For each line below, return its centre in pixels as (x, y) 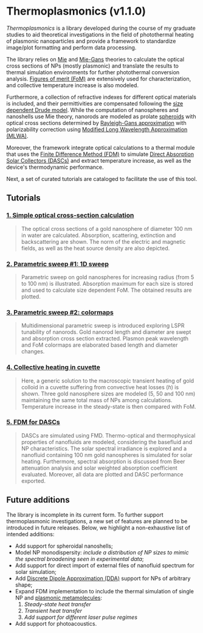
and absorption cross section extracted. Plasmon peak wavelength (105, 339)
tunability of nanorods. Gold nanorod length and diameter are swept (106, 332)
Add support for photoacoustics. (56, 623)
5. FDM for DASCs (33, 422)
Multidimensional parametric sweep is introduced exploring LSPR (103, 326)
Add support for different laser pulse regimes (81, 617)
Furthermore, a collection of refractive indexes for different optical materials (101, 97)
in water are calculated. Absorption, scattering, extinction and (98, 235)
